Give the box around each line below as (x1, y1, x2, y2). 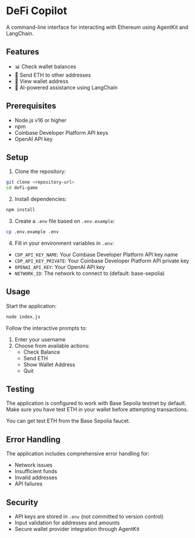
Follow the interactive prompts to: (6, 324, 87, 331)
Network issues (14, 461, 53, 469)
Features (6, 47, 39, 57)
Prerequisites (6, 101, 56, 111)
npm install (6, 207, 35, 213)
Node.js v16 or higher (14, 117, 66, 124)
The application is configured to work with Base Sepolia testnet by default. (6, 400, 187, 407)
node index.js (6, 314, 41, 320)
